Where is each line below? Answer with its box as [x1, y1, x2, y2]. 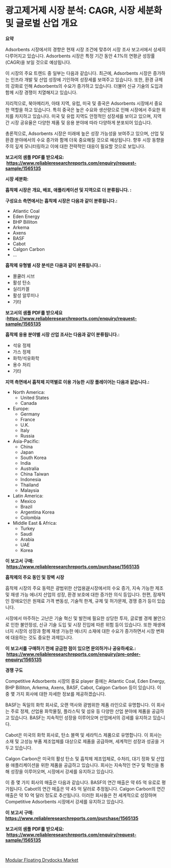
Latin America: [12, 492, 43, 499]
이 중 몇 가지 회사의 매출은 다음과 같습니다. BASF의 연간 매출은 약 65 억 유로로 [5, 779, 161, 785]
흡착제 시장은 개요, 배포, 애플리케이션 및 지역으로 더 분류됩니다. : [5, 187, 132, 193]
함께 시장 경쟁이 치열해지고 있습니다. [5, 89, 78, 95]
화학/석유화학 [12, 355, 40, 361]
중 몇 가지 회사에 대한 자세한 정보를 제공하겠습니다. [5, 691, 106, 697]
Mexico [20, 498, 36, 504]
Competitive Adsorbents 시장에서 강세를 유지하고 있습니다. [5, 798, 125, 804]
